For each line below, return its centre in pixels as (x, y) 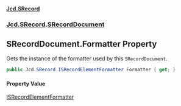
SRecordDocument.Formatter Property (82, 44)
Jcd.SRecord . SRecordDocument (55, 24)
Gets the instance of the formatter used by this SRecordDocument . (87, 58)
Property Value (26, 83)
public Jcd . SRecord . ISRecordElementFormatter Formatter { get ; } (91, 70)
